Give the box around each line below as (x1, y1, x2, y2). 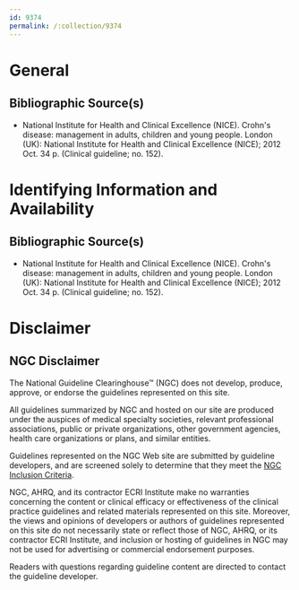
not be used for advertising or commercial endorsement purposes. (9, 543, 255, 554)
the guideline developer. (9, 570, 98, 581)
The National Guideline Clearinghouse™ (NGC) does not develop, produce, (9, 377, 284, 388)
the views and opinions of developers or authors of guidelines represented (9, 515, 285, 525)
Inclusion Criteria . (9, 469, 74, 480)
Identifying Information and (9, 179, 218, 200)
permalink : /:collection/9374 (9, 22, 123, 30)
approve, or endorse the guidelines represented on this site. (9, 386, 230, 397)
